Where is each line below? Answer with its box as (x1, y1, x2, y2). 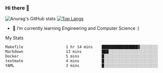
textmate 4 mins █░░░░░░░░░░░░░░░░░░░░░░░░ (5, 58, 158, 64)
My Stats (5, 35, 24, 41)
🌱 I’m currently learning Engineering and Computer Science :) (12, 25, 139, 31)
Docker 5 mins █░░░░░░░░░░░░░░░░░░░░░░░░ (5, 54, 158, 59)
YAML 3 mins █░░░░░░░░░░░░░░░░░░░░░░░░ (5, 63, 158, 68)
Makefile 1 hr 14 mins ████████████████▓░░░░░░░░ (5, 45, 158, 50)
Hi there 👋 (5, 4, 30, 11)
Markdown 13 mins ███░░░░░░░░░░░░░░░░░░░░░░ (5, 49, 158, 54)
